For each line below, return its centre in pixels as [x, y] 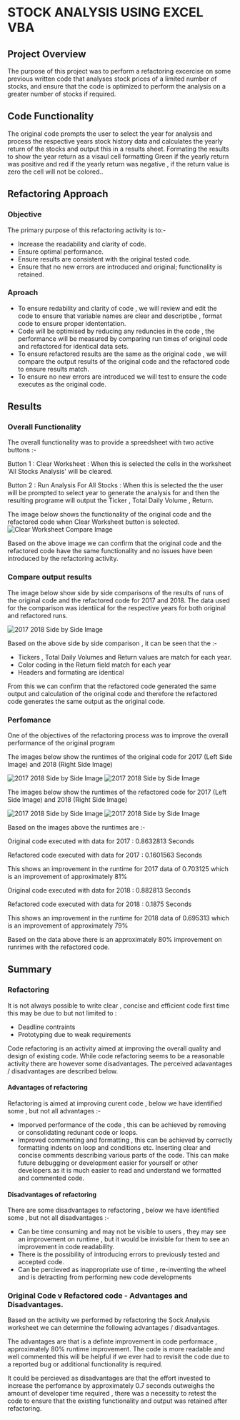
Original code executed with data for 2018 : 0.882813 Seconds [99, 890]
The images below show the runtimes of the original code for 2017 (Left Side [120, 757]
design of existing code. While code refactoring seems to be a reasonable [116, 1056]
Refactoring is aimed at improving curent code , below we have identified [115, 1103]
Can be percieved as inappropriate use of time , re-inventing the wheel [122, 1270]
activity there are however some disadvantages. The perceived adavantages [120, 1063]
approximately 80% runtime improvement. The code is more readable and [116, 1349]
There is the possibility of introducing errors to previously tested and [119, 1254]
